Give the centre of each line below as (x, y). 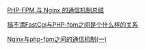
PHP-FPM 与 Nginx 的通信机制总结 (56, 10)
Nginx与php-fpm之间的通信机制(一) (57, 39)
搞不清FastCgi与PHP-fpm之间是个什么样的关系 (73, 25)
